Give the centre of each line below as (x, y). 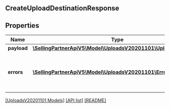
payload (18, 48)
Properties (22, 25)
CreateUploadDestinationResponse (62, 8)
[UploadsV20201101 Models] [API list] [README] (56, 100)
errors (15, 72)
